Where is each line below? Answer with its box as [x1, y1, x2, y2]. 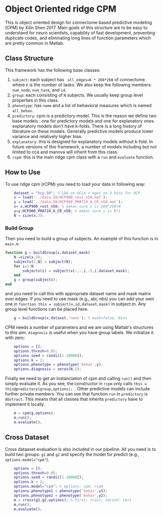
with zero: [5, 335, 25, 340]
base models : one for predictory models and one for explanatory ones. [12, 118, 155, 124]
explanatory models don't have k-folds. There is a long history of [12, 123, 142, 129]
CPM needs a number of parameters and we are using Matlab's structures [5, 324, 154, 330]
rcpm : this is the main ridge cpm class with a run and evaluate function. [12, 154, 154, 160]
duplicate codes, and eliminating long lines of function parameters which [5, 35, 151, 41]
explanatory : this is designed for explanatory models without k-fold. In [12, 139, 153, 144]
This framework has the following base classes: [5, 67, 101, 73]
